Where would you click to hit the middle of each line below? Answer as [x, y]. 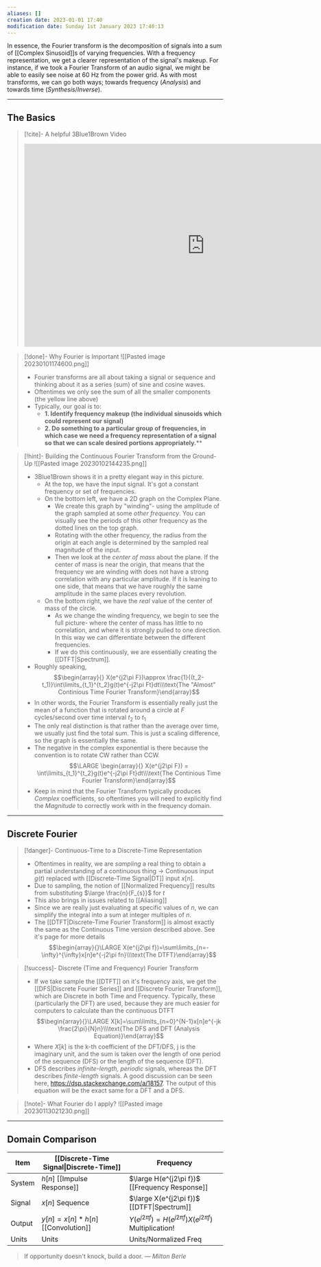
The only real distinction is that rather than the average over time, [127, 726]
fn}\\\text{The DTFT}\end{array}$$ [167, 955]
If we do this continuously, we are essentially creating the [136, 652]
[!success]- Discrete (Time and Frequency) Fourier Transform [111, 968]
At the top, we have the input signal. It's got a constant [121, 484]
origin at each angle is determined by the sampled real [132, 542]
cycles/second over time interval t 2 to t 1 [90, 718]
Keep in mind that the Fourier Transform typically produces [117, 792]
